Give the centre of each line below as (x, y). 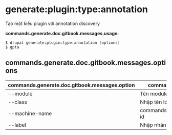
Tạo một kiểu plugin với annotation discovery (53, 23)
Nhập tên (151, 102)
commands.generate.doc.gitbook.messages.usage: (62, 33)
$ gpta (12, 47)
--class (17, 102)
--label (17, 125)
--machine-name (30, 113)
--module (20, 94)
